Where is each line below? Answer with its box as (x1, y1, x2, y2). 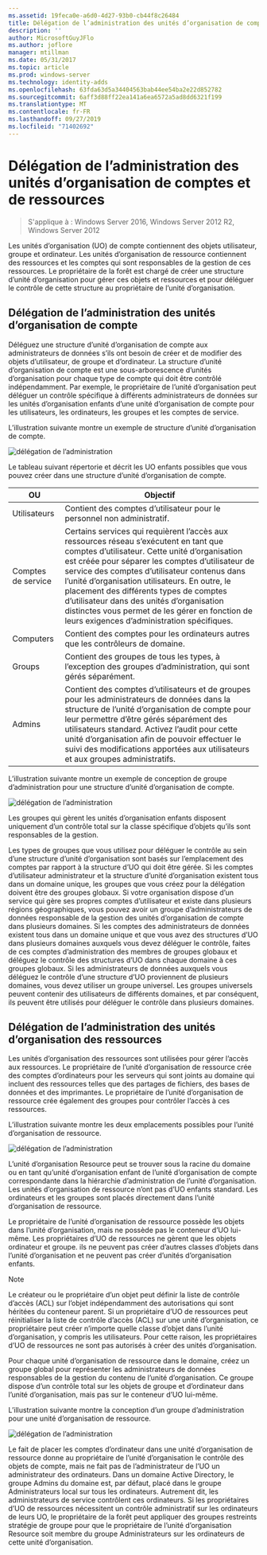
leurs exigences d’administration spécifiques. (64, 615, 234, 626)
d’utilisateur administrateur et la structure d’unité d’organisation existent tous (8, 870, 259, 880)
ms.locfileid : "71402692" (8, 122, 94, 130)
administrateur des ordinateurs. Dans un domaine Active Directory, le (8, 1470, 234, 1479)
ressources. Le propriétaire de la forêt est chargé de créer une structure (8, 266, 244, 275)
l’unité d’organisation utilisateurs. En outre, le (64, 575, 232, 586)
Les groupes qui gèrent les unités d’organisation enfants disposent (8, 813, 226, 822)
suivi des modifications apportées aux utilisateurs (64, 743, 250, 754)
